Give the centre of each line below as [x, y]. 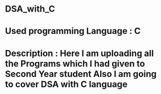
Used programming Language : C [73, 31]
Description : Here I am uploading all [80, 53]
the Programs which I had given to [75, 63]
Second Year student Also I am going [81, 74]
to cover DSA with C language [66, 84]
